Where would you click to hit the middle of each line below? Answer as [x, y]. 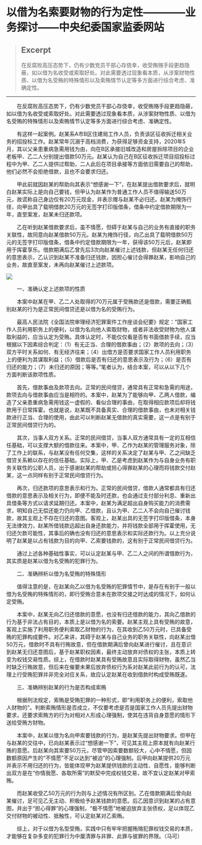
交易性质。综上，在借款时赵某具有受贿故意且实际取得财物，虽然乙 [109, 659]
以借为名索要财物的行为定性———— [96, 12]
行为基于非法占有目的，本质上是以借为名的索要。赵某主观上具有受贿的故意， [101, 622]
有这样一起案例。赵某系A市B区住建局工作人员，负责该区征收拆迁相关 [102, 134]
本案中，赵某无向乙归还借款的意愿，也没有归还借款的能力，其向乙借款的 [106, 614]
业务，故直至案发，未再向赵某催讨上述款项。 [62, 265]
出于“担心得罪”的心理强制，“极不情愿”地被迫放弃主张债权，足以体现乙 [108, 808]
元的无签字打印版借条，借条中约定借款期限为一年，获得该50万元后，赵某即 [99, 242]
